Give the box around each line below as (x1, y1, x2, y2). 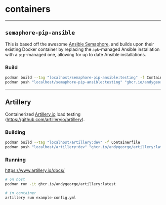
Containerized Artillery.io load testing (5, 111, 81, 117)
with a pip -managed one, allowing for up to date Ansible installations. (5, 51, 147, 57)
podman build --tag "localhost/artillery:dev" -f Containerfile (5, 140, 140, 145)
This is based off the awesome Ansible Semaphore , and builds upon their (5, 41, 154, 47)
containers (5, 3, 51, 15)
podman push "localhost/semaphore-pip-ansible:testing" (5, 80, 123, 84)
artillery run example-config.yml (5, 195, 77, 200)
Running (5, 156, 26, 163)
